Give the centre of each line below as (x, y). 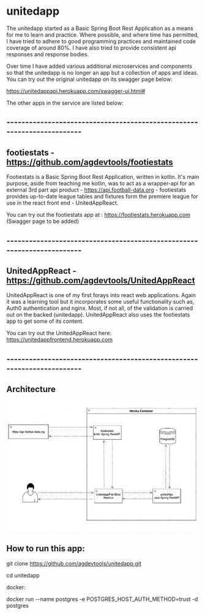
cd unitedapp (23, 575)
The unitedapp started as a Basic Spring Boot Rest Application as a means (100, 28)
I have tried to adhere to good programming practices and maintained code (101, 41)
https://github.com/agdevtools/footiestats (90, 162)
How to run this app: (46, 549)
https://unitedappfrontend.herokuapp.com (60, 340)
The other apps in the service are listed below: (65, 103)
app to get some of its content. (45, 321)
